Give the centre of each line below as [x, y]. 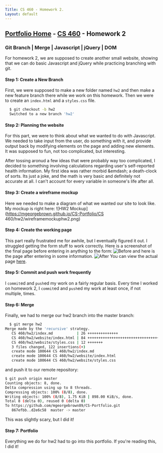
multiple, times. [20, 293]
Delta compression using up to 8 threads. [49, 387]
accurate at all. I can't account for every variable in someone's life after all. [80, 181]
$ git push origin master [31, 379]
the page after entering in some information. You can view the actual [81, 256]
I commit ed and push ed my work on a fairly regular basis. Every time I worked [81, 283]
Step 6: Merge [20, 304]
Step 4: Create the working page [38, 230]
